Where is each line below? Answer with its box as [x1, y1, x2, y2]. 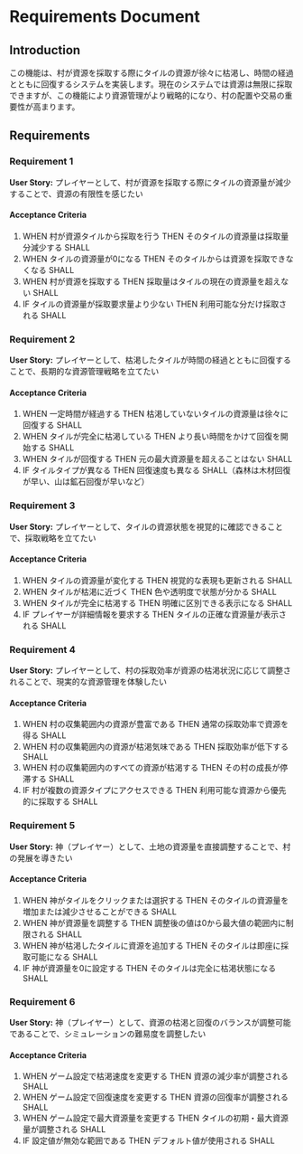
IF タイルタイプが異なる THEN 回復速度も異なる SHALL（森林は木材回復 [22, 465, 291, 476]
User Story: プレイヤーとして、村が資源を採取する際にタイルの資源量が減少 [9, 176, 291, 187]
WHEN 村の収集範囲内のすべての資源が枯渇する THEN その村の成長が [22, 762, 280, 773]
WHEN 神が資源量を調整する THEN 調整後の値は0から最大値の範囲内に [22, 917, 287, 928]
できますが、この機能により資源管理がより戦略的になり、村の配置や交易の [9, 90, 285, 100]
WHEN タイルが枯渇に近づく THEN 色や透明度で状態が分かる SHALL [22, 586, 277, 597]
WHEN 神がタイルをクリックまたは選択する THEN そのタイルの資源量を [22, 894, 289, 905]
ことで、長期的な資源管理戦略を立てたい [9, 366, 160, 377]
